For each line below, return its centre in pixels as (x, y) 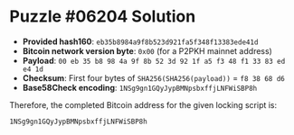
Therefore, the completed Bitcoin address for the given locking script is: (143, 104)
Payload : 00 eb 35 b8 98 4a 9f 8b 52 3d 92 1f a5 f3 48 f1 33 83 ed (154, 60)
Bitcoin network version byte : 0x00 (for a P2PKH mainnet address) (147, 50)
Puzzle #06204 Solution (103, 17)
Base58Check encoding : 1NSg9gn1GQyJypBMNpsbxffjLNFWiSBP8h (140, 87)
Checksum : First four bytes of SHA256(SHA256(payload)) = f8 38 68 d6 (153, 77)
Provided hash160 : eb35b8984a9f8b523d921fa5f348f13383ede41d (140, 41)
